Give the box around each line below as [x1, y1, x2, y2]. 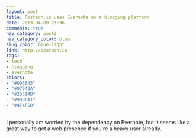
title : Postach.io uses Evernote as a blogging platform [6, 14, 150, 20]
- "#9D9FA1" [6, 97, 36, 102]
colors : [6, 75, 25, 81]
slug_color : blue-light [6, 42, 65, 48]
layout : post [6, 8, 38, 15]
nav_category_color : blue [6, 36, 70, 42]
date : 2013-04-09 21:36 [6, 20, 65, 25]
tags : [6, 53, 20, 59]
